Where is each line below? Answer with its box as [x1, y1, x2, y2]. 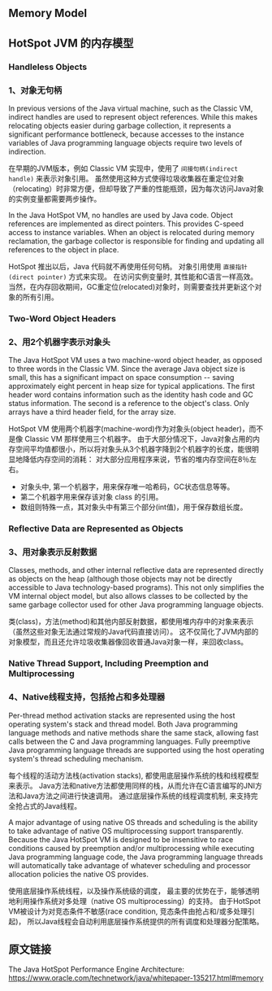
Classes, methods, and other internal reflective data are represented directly [8, 565, 264, 575]
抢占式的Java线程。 [15, 801, 82, 810]
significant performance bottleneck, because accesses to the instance [8, 129, 245, 139]
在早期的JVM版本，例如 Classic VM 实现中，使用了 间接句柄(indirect [8, 164, 238, 173]
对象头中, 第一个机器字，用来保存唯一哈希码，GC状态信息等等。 [19, 482, 235, 491]
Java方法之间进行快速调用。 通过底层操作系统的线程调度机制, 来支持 [22, 791, 252, 801]
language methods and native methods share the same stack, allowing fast [8, 727, 259, 737]
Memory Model [8, 7, 88, 20]
